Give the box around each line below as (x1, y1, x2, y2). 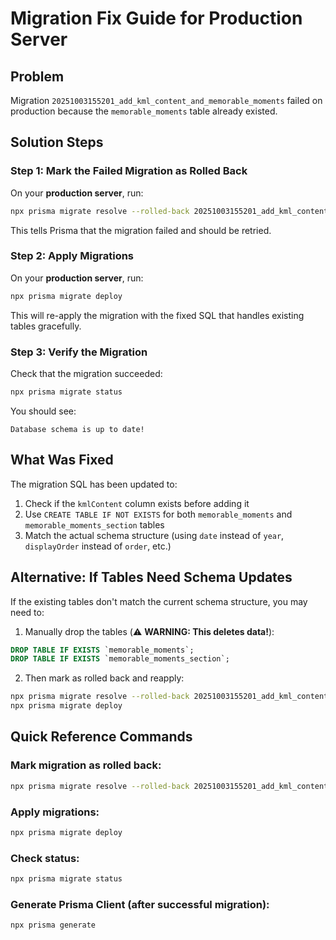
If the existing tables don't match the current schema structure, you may (10, 595, 308, 607)
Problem (10, 68, 65, 85)
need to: (10, 606, 45, 618)
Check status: (10, 851, 80, 865)
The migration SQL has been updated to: (10, 478, 178, 490)
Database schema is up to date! (10, 424, 145, 434)
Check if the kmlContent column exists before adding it (24, 497, 250, 509)
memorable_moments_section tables (24, 518, 165, 531)
